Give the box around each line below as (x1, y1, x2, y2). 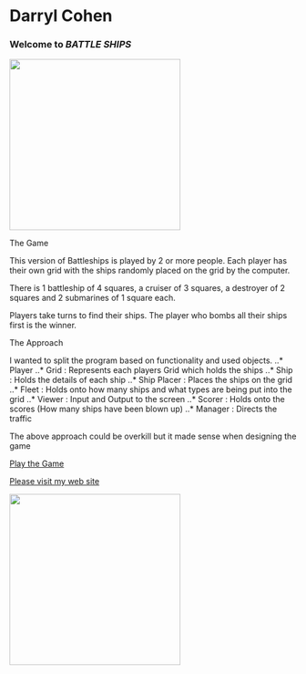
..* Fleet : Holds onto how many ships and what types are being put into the (9, 384, 293, 395)
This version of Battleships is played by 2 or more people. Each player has (9, 255, 288, 266)
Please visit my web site (9, 476, 100, 487)
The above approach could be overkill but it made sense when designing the (9, 430, 297, 442)
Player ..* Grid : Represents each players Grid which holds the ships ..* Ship (9, 365, 293, 376)
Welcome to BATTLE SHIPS (9, 38, 132, 51)
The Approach (9, 337, 64, 348)
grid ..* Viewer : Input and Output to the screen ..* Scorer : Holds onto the (9, 394, 285, 405)
